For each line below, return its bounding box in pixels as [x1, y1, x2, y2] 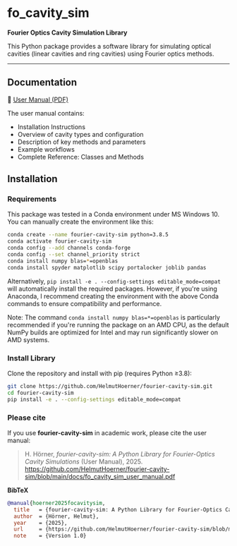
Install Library [7, 353, 56, 363]
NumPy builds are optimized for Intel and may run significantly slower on [7, 328, 219, 336]
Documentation [7, 76, 78, 89]
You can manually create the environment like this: [7, 217, 154, 226]
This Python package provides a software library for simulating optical [7, 42, 212, 50]
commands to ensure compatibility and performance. [7, 299, 162, 308]
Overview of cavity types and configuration [17, 130, 144, 138]
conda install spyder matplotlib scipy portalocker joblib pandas [7, 264, 207, 271]
